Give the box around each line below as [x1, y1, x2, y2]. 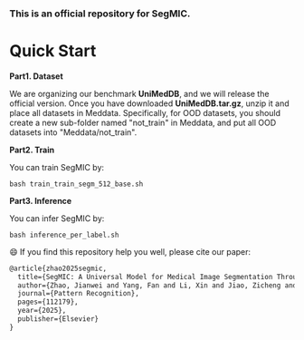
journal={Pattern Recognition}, [17, 289, 140, 298]
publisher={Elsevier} [17, 315, 100, 324]
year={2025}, [17, 306, 67, 316]
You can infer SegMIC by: [9, 212, 105, 224]
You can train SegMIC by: [9, 161, 105, 172]
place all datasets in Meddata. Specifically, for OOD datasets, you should [9, 107, 281, 118]
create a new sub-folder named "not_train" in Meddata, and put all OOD [9, 117, 277, 128]
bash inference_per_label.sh [9, 230, 119, 239]
